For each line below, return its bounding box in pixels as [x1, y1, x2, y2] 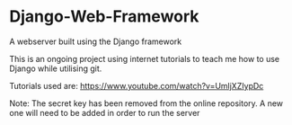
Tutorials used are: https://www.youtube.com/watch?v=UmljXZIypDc [9, 80, 264, 91]
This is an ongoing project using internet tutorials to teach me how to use [9, 53, 280, 64]
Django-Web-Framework [9, 6, 199, 27]
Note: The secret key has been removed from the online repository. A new [9, 97, 284, 109]
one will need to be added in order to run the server [9, 107, 200, 118]
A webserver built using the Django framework [9, 36, 182, 47]
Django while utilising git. [9, 63, 102, 74]
